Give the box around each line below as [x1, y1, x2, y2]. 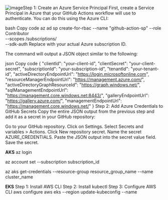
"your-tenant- [130, 66, 159, 72]
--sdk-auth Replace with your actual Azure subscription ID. [5, 41, 127, 47]
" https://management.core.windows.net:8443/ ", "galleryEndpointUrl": [5, 93, 149, 98]
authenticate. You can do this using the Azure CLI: [5, 16, 109, 21]
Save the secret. [5, 139, 39, 145]
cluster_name [5, 174, 34, 180]
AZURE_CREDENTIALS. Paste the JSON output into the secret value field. [5, 134, 156, 140]
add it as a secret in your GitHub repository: [5, 114, 95, 120]
